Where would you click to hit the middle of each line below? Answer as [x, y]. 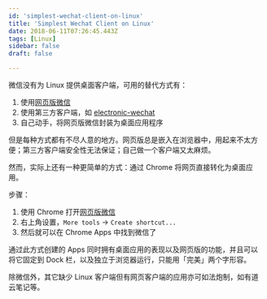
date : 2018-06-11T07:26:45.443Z [63, 31]
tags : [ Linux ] [33, 39]
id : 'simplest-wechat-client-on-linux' [76, 16]
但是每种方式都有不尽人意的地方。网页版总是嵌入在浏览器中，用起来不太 [129, 140]
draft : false [31, 54]
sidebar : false [34, 46]
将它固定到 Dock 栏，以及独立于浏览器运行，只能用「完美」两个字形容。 [130, 260]
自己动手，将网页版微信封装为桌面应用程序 [92, 122]
